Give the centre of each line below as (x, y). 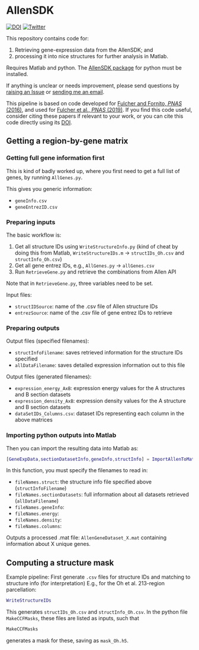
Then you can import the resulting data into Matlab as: (72, 448)
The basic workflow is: (34, 235)
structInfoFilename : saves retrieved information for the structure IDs (99, 353)
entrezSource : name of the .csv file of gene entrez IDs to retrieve (94, 312)
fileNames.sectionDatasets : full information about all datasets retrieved (102, 495)
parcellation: (21, 590)
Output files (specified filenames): (48, 341)
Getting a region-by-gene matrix (67, 141)
